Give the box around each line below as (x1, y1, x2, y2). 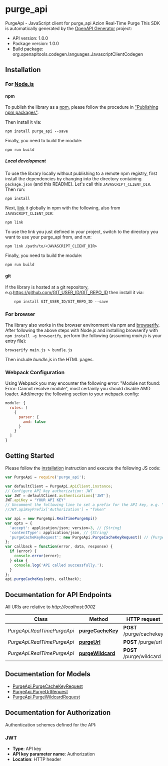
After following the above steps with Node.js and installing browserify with (5, 327, 158, 333)
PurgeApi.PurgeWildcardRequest (12, 694, 80, 700)
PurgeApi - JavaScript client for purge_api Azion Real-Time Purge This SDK (5, 20, 160, 26)
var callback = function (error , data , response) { (5, 544, 113, 549)
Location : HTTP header (12, 756, 61, 762)
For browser (5, 311, 35, 318)
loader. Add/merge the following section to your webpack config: (5, 391, 139, 397)
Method (89, 616, 108, 623)
